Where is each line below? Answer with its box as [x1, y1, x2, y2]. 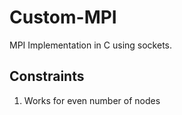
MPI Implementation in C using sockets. [9, 39, 173, 51]
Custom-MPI [9, 6, 117, 29]
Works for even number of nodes [23, 94, 161, 106]
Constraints [9, 68, 85, 85]
